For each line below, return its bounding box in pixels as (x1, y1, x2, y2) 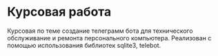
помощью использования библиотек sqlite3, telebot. (7, 41, 161, 49)
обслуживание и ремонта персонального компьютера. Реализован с (7, 33, 212, 42)
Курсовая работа (7, 4, 112, 20)
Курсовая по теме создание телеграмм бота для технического (7, 27, 193, 35)
